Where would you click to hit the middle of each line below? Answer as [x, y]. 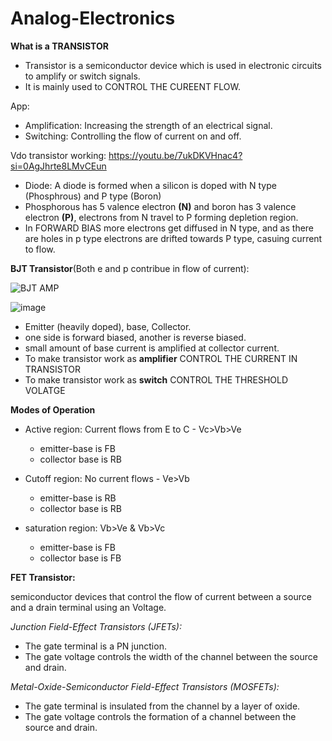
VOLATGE [45, 390]
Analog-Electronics [93, 18]
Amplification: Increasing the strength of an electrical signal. [148, 125]
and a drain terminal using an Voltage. [88, 607]
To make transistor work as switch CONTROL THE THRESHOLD [156, 379]
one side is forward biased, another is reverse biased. [135, 337]
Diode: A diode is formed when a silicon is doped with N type [150, 185]
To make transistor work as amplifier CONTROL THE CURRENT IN [161, 358]
